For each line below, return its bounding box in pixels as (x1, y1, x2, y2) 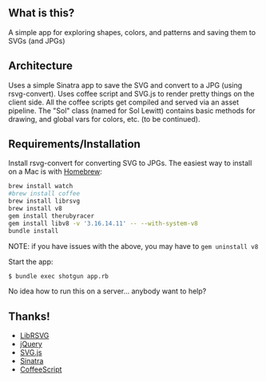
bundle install (8, 226, 59, 234)
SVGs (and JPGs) (8, 36, 66, 45)
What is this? (8, 6, 75, 20)
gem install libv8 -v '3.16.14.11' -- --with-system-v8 (8, 219, 198, 227)
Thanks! (8, 309, 50, 323)
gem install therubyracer (8, 211, 94, 220)
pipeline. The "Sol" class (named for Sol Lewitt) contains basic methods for (8, 105, 256, 115)
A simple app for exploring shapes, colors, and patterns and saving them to (8, 27, 256, 37)
